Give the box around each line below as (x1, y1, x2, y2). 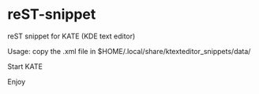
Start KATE (7, 61, 43, 71)
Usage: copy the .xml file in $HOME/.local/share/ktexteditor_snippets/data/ (7, 46, 251, 56)
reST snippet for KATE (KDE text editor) (7, 31, 136, 41)
